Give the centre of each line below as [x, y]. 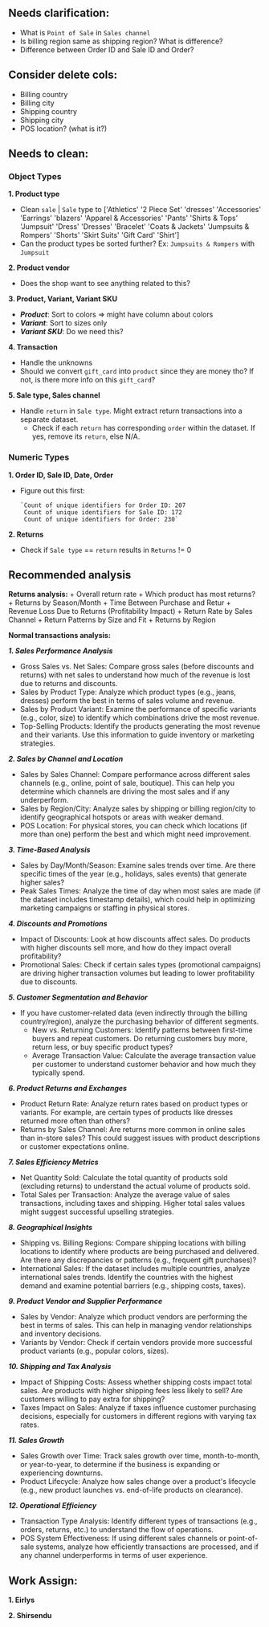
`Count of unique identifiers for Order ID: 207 [103, 505]
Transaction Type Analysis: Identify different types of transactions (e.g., [139, 1521]
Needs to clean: [49, 154]
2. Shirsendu [30, 1616]
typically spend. [58, 1073]
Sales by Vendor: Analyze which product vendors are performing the [133, 1317]
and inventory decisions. [61, 1334]
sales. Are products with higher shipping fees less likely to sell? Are [131, 1391]
